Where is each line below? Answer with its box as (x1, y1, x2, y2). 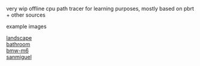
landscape (6, 34, 32, 41)
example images (6, 23, 47, 30)
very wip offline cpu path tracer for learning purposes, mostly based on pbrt (6, 5, 195, 12)
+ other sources (6, 11, 46, 18)
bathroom (6, 41, 31, 48)
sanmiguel (6, 54, 32, 60)
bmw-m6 (6, 47, 29, 54)
